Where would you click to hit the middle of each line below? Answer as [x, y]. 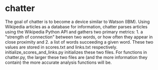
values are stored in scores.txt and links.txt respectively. [61, 47]
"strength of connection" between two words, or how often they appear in [79, 37]
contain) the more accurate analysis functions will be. [58, 62]
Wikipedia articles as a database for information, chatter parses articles [76, 26]
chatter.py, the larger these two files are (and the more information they [76, 57]
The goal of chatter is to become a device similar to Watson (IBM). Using [78, 22]
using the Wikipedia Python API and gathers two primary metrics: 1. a [74, 32]
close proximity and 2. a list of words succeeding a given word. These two [79, 42]
